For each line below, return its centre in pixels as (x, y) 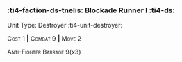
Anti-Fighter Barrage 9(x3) (44, 52)
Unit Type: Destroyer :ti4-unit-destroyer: (65, 25)
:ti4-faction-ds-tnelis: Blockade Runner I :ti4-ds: (91, 10)
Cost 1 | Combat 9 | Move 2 (44, 39)
